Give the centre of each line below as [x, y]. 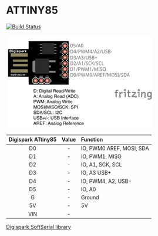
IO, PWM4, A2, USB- [106, 181]
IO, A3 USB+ [96, 173]
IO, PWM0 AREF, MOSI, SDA [115, 148]
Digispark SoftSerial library [39, 227]
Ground [90, 198]
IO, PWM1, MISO [101, 156]
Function [92, 140]
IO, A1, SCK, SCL [101, 165]
